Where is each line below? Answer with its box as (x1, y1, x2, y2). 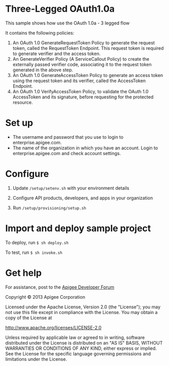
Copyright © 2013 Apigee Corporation (5, 294, 86, 300)
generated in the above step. (12, 67, 73, 73)
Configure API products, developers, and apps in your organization (12, 195, 153, 201)
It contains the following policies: (5, 30, 75, 36)
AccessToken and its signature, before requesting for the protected (12, 94, 154, 100)
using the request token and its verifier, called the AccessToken (12, 77, 146, 84)
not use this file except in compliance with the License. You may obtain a (5, 309, 158, 315)
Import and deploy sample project (5, 223, 151, 234)
